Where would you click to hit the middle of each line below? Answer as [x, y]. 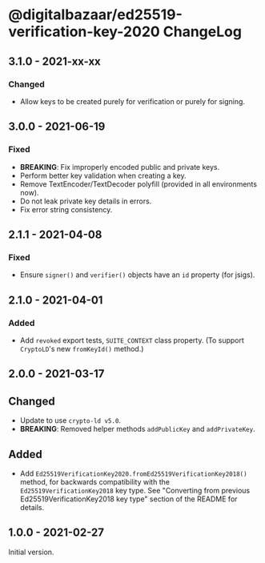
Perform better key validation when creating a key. [103, 175]
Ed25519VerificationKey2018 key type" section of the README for [128, 499]
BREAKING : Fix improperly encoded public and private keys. [120, 167]
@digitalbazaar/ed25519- [95, 15]
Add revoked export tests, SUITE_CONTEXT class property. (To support [132, 340]
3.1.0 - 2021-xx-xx [55, 61]
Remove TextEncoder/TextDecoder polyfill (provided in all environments [139, 184]
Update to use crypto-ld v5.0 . [70, 420]
